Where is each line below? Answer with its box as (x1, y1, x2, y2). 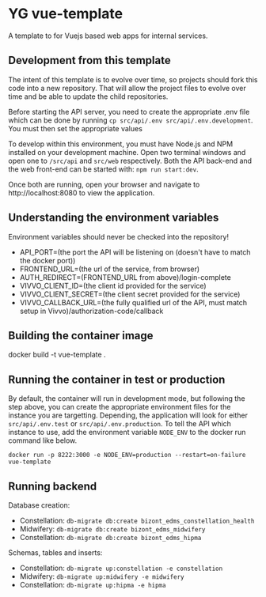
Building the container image (8, 329, 154, 342)
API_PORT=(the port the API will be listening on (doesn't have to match (19, 247, 251, 257)
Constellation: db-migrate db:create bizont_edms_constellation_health (19, 516, 255, 525)
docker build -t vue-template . (8, 350, 106, 360)
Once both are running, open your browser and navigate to (8, 179, 200, 189)
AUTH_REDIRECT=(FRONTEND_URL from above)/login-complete (19, 272, 231, 281)
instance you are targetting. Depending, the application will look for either (8, 410, 248, 420)
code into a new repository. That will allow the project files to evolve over (8, 83, 247, 93)
